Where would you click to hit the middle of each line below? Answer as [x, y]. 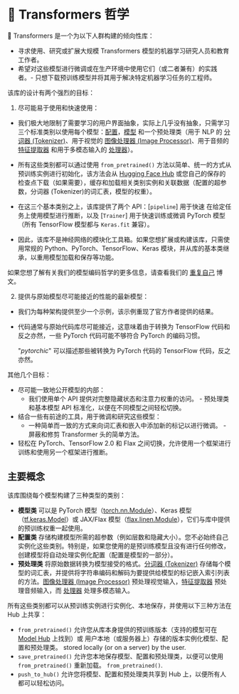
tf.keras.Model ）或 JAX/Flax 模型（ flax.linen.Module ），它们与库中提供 [127, 519]
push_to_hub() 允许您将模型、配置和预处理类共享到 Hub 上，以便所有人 [122, 674]
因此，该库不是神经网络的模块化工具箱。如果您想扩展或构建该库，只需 [121, 239]
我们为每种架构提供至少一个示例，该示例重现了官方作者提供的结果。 [117, 311]
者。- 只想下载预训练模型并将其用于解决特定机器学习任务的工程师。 [117, 77]
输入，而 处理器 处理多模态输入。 [85, 590]
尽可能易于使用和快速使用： [58, 107]
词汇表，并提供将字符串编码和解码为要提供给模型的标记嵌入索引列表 [130, 572]
